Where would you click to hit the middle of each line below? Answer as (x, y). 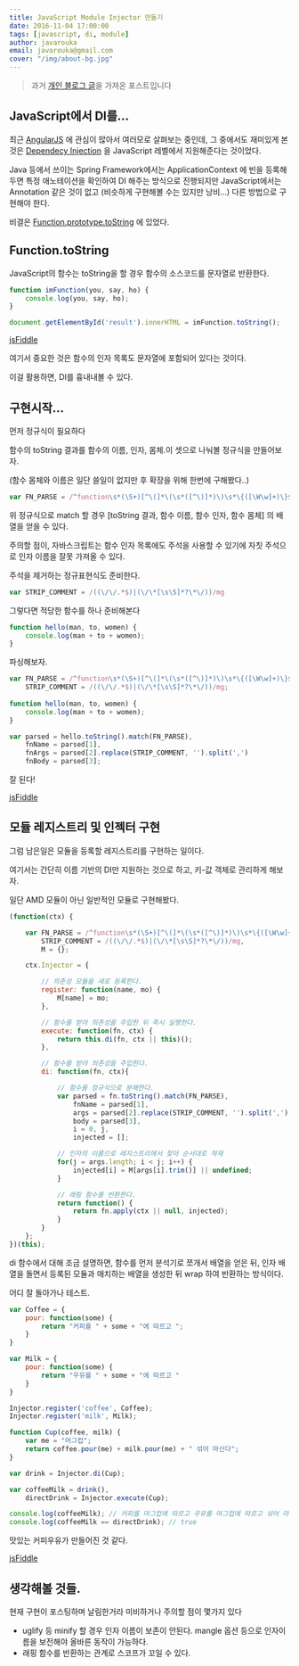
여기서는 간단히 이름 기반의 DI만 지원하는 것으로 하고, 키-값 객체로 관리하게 (138, 870)
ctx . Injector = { (57, 965)
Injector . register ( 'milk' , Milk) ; (73, 1416)
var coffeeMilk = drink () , (59, 1489)
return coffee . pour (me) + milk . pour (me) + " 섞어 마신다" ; (132, 1449)
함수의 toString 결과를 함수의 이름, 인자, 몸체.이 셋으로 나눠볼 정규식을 (130, 449)
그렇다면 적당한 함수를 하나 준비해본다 (75, 610)
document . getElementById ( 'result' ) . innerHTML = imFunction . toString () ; (145, 323)
